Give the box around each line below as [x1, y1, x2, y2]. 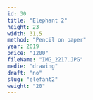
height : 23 [7, 23, 39, 30]
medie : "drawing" [7, 63, 58, 70]
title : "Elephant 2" [7, 17, 68, 24]
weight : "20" [7, 82, 46, 89]
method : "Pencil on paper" [7, 37, 87, 44]
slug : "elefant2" [7, 75, 58, 83]
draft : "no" [7, 69, 42, 76]
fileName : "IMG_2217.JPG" [7, 56, 83, 63]
